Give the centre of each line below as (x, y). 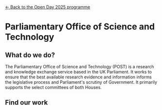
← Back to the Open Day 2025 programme (48, 7)
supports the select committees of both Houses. (54, 87)
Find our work (27, 102)
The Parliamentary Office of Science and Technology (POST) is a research (80, 67)
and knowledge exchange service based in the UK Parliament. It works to (79, 72)
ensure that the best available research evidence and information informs (78, 77)
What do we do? (30, 55)
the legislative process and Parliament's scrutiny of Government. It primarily (81, 82)
